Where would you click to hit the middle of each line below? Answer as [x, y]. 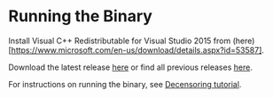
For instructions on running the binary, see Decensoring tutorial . [125, 84]
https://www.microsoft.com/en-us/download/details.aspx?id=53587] [136, 49]
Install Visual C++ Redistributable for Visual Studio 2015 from [120, 41]
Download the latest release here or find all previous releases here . [131, 67]
